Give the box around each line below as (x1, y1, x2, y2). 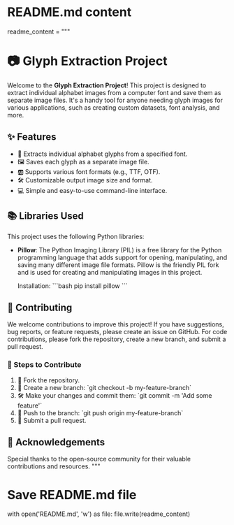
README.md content (7, 4, 132, 20)
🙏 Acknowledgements (7, 436, 105, 448)
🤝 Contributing (7, 301, 73, 313)
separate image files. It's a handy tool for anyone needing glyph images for (7, 96, 224, 104)
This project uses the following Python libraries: (7, 232, 145, 240)
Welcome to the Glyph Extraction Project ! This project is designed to (7, 81, 207, 89)
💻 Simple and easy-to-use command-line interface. (17, 186, 168, 194)
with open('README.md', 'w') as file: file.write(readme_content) (7, 510, 191, 518)
